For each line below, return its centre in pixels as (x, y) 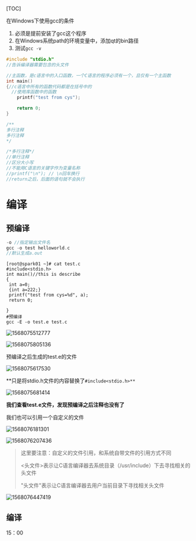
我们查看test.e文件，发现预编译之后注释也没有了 (65, 405)
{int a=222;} (25, 290)
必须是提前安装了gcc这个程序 (51, 33)
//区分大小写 (20, 163)
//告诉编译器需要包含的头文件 (38, 65)
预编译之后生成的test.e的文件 (41, 357)
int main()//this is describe (44, 275)
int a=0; (20, 285)
